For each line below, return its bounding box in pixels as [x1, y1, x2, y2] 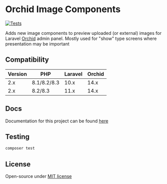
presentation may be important [5, 40, 70, 47]
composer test [5, 146, 35, 151]
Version [8, 70, 27, 77]
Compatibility [5, 56, 49, 64]
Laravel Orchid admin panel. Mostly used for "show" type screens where [5, 35, 157, 41]
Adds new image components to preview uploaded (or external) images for [5, 30, 162, 36]
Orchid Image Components [5, 4, 121, 15]
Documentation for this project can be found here [5, 118, 109, 124]
